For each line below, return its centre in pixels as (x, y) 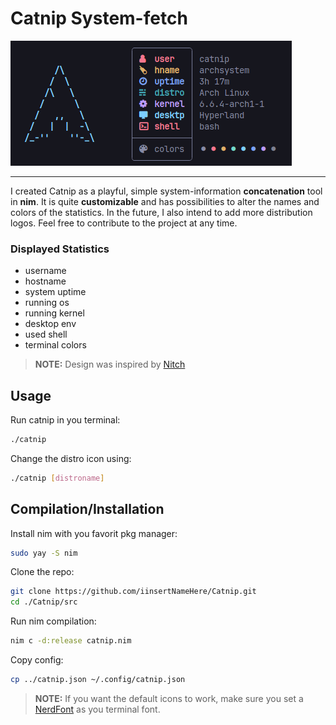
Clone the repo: (42, 572)
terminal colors (55, 345)
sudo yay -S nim (44, 553)
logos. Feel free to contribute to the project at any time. (124, 223)
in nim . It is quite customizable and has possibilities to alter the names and (165, 201)
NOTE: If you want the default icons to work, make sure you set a (169, 698)
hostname (45, 281)
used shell (46, 334)
